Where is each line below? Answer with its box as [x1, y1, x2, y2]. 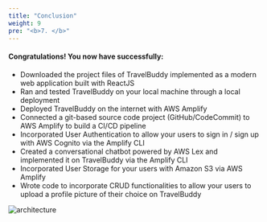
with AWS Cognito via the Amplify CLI [19, 138, 145, 147]
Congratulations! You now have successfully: [8, 51, 164, 61]
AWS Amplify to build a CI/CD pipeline [19, 121, 146, 130]
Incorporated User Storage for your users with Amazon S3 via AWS [19, 163, 243, 173]
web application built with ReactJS [19, 78, 135, 88]
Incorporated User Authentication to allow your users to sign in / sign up [19, 129, 260, 139]
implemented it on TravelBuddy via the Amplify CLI [19, 154, 188, 165]
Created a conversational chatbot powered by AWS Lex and [19, 146, 219, 156]
